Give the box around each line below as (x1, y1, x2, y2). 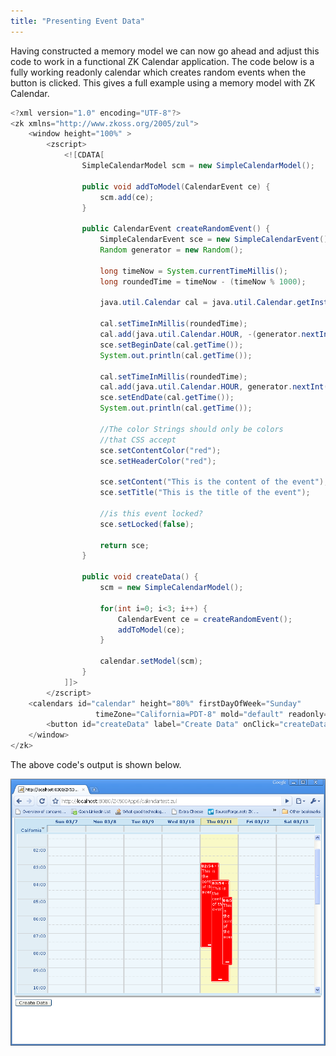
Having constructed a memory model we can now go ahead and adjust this (10, 45, 320, 57)
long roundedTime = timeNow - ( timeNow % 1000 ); (99, 276, 307, 287)
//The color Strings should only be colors (99, 424, 284, 434)
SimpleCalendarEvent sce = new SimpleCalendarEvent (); (99, 235, 333, 245)
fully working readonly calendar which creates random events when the (10, 66, 307, 78)
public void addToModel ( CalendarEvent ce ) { (81, 181, 271, 192)
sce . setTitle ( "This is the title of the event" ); (99, 488, 311, 498)
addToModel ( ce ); (117, 625, 186, 635)
